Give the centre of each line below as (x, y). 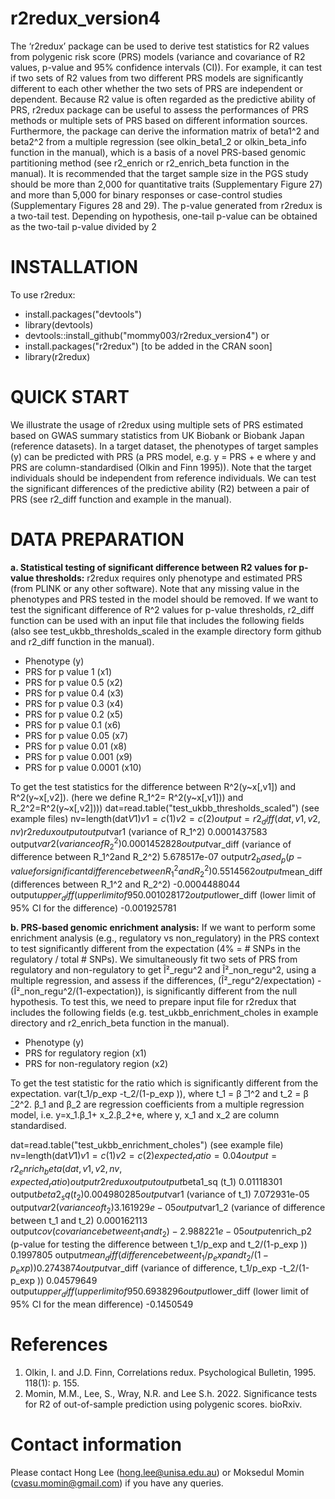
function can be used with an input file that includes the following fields (157, 620)
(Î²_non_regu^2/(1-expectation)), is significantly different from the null (154, 991)
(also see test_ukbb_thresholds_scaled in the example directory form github (166, 631)
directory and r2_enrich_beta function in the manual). (120, 1023)
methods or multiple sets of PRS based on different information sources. (159, 120)
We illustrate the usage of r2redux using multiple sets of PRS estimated (156, 424)
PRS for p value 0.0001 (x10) (83, 767)
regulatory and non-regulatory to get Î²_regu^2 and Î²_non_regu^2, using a (163, 970)
